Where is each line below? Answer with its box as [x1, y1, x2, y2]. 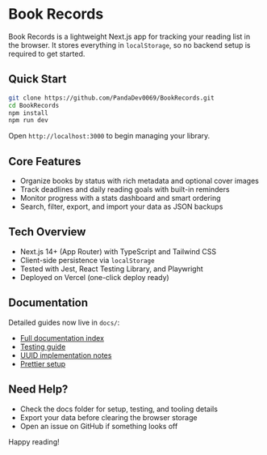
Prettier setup [19, 359, 66, 368]
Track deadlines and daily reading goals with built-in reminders [19, 185, 230, 194]
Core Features [8, 155, 81, 168]
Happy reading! [8, 436, 60, 446]
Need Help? [8, 382, 69, 397]
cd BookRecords [8, 101, 60, 109]
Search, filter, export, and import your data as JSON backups [19, 202, 223, 211]
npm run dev [8, 117, 48, 125]
